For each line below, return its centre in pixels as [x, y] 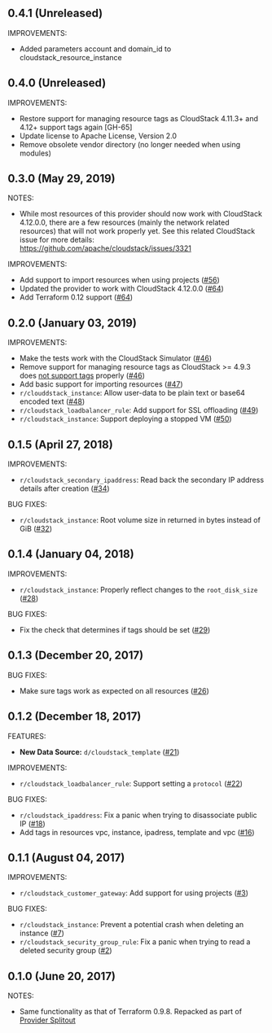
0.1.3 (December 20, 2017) [76, 656]
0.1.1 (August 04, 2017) [66, 858]
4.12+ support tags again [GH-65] [76, 127]
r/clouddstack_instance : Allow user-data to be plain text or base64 [132, 393]
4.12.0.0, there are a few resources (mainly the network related [124, 222]
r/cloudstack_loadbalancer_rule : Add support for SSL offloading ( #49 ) [139, 410]
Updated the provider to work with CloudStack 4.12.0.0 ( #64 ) [122, 289]
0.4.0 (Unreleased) [57, 83]
